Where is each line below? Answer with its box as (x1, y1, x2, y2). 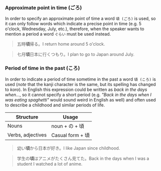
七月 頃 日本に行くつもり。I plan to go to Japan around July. (16, 51, 134, 57)
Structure (15, 113, 39, 120)
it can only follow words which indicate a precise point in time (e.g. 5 (5, 21, 142, 27)
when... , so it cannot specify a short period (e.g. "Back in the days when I (5, 91, 152, 98)
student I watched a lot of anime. (16, 161, 83, 167)
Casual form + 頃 (51, 132, 90, 138)
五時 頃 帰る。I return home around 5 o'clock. (16, 41, 105, 47)
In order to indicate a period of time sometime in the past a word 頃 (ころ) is (5, 76, 156, 82)
